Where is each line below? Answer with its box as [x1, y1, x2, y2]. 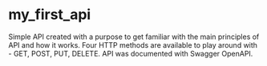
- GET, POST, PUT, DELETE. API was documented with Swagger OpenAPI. [8, 49, 253, 58]
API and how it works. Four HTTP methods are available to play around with [8, 40, 258, 49]
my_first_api [8, 6, 91, 24]
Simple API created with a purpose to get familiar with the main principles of [8, 32, 260, 41]
